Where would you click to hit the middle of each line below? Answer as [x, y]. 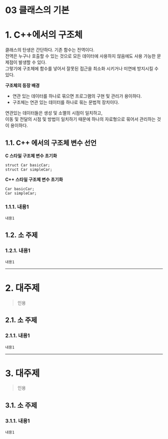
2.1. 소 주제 [21, 320]
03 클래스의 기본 [37, 10]
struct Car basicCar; [28, 165]
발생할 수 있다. [32, 62]
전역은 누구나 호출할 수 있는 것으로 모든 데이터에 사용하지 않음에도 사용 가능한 [80, 56]
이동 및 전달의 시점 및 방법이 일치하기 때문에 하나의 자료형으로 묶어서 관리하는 [80, 119]
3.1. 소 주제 [21, 405]
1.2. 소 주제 [21, 235]
